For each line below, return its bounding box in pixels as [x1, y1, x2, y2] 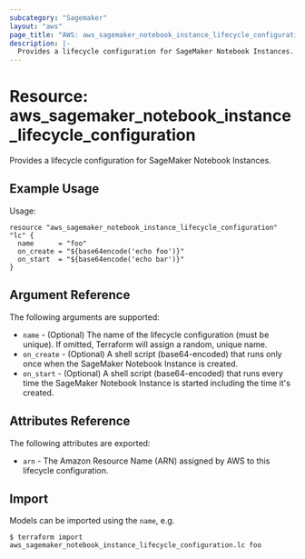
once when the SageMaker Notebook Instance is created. [22, 358, 239, 369]
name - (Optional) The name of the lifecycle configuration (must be [22, 329, 270, 340]
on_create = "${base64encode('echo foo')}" [17, 246, 184, 255]
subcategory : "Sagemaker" [9, 13, 107, 23]
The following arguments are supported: [9, 311, 161, 323]
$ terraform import [9, 533, 84, 542]
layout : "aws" [9, 22, 64, 31]
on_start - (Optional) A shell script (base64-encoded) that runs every [22, 367, 284, 378]
